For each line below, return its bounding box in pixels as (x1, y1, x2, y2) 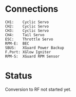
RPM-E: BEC (5, 41, 29, 46)
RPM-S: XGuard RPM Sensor (5, 54, 60, 59)
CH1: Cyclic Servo (5, 20, 49, 24)
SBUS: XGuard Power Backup (5, 45, 64, 50)
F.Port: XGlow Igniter (5, 49, 51, 54)
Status (5, 70, 33, 81)
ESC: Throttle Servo (5, 37, 54, 42)
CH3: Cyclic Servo (5, 28, 49, 33)
